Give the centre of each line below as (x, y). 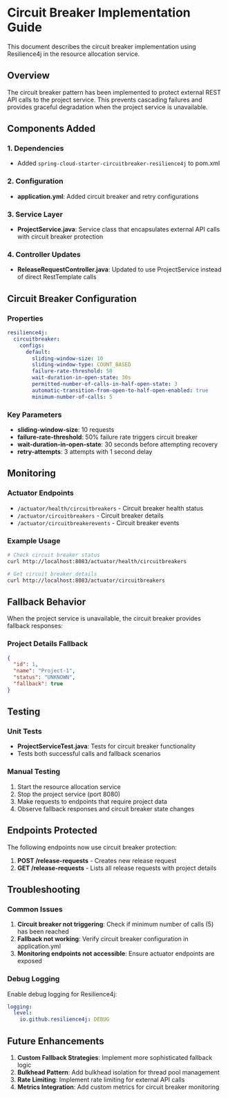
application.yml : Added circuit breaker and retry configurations (108, 196)
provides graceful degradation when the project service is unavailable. (108, 107)
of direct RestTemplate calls (57, 277)
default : (38, 352)
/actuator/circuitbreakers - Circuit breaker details (90, 515)
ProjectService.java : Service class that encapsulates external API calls (118, 229)
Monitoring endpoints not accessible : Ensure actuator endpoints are (116, 954)
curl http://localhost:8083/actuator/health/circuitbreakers (97, 561)
